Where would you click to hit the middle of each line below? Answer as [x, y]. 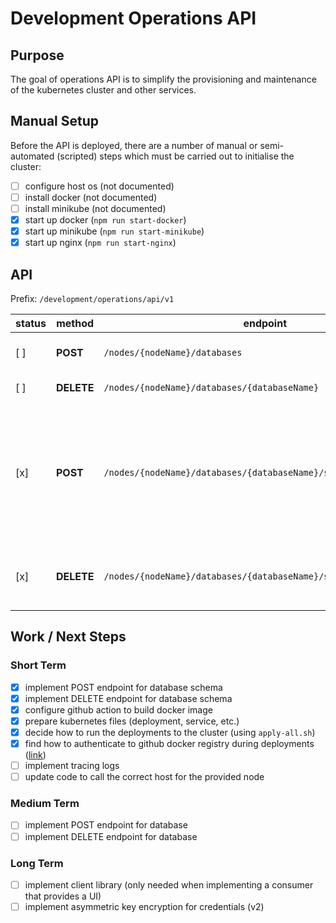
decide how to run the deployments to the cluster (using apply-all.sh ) [170, 732]
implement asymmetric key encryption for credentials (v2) [144, 906]
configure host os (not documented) [99, 186]
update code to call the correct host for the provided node [144, 777]
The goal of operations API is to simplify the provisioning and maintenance [163, 79]
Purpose [37, 55]
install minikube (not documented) [95, 208]
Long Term [37, 863]
